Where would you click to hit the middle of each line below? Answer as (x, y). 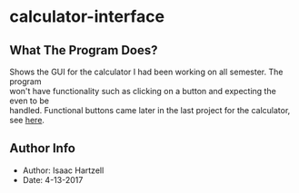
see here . (27, 120)
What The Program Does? (84, 50)
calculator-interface (87, 17)
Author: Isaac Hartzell (63, 170)
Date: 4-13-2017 (53, 179)
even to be (30, 101)
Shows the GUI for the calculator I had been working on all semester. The (146, 72)
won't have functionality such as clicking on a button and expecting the (143, 91)
